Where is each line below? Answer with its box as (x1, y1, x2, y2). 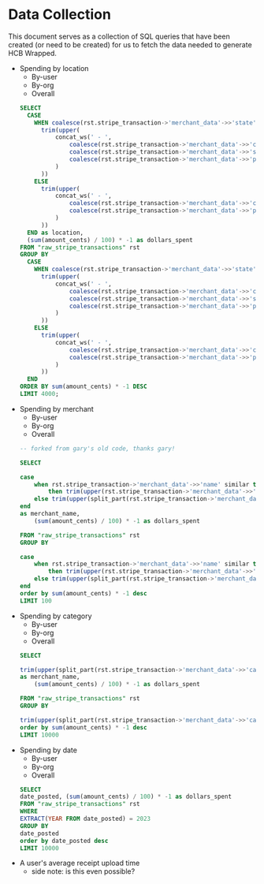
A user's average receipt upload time (19, 858, 140, 868)
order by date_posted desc (19, 837, 109, 845)
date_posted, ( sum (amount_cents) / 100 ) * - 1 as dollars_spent (19, 793, 232, 801)
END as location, (27, 229, 84, 237)
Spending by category (19, 611, 92, 621)
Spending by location (19, 63, 89, 73)
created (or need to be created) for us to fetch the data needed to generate (8, 39, 252, 49)
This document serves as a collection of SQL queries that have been (8, 32, 230, 41)
